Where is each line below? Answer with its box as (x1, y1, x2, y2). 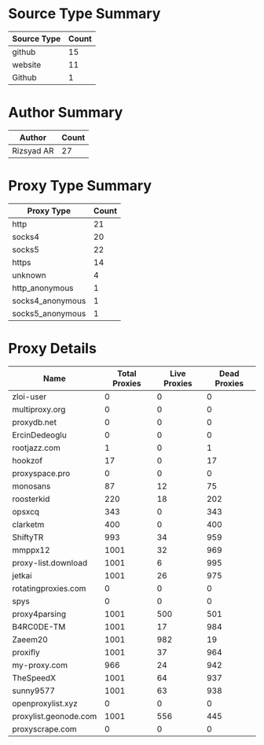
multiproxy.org (12, 404, 66, 415)
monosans (12, 481, 51, 492)
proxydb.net (12, 416, 57, 427)
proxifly (12, 647, 41, 658)
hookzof (12, 455, 43, 466)
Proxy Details (8, 340, 97, 357)
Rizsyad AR (12, 145, 54, 156)
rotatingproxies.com (12, 583, 86, 594)
